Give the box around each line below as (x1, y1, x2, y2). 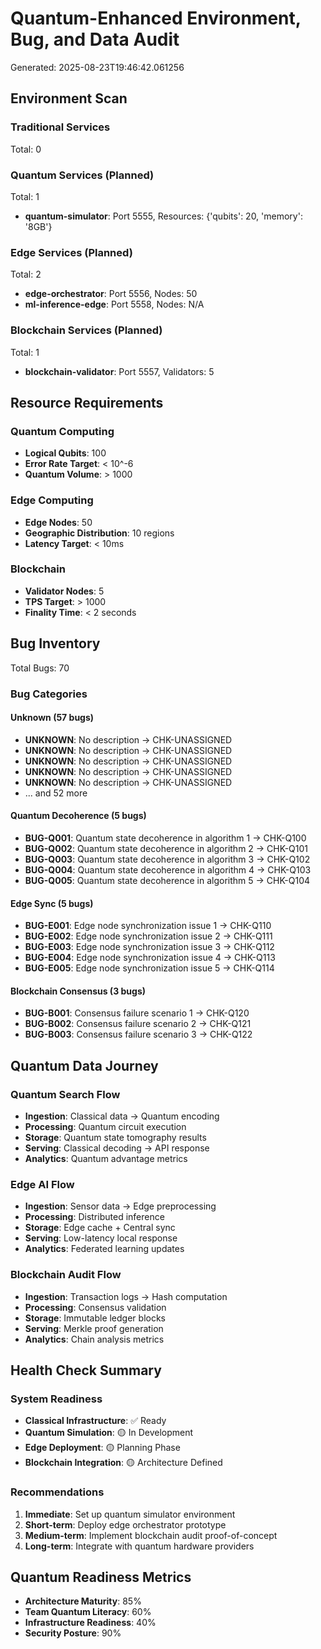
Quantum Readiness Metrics (10, 1569, 192, 1586)
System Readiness (10, 1392, 103, 1406)
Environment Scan (10, 90, 128, 107)
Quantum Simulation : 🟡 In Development (24, 1427, 194, 1439)
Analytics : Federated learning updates (24, 1243, 185, 1255)
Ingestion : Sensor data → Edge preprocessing (24, 1200, 217, 1212)
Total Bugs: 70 (10, 662, 70, 674)
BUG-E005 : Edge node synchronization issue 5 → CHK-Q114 (24, 962, 275, 974)
